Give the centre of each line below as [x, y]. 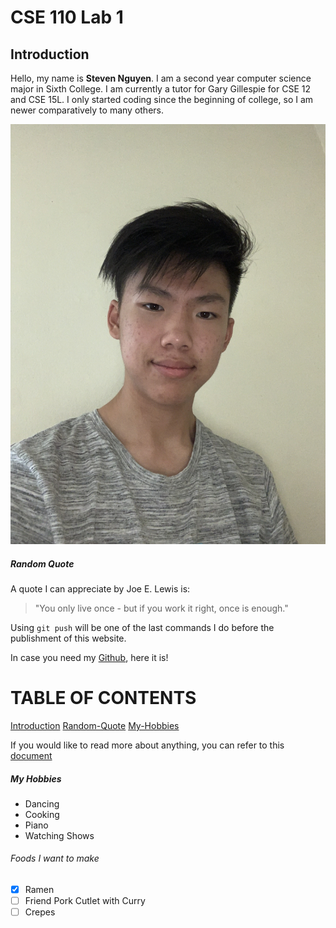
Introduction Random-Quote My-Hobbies [95, 725]
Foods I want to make [55, 858]
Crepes [40, 912]
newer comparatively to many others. [87, 110]
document [31, 755]
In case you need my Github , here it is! [89, 657]
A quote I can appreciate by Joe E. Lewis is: [100, 588]
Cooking [42, 814]
